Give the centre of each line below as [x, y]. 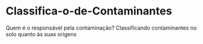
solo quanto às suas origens [41, 34]
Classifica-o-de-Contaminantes [89, 11]
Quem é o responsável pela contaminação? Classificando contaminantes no [101, 28]
